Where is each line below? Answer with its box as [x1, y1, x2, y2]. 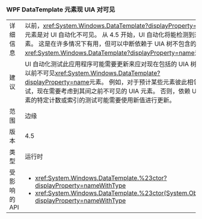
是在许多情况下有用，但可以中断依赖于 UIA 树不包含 [44, 40, 191, 48]
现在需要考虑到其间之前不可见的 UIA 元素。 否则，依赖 [37, 87, 191, 96]
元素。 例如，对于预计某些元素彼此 [89, 78, 188, 87]
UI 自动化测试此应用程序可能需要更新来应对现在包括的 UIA [25, 60, 189, 69]
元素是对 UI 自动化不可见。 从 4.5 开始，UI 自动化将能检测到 [25, 31, 195, 39]
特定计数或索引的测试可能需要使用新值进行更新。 [37, 96, 176, 105]
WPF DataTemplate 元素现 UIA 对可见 [6, 5, 115, 13]
